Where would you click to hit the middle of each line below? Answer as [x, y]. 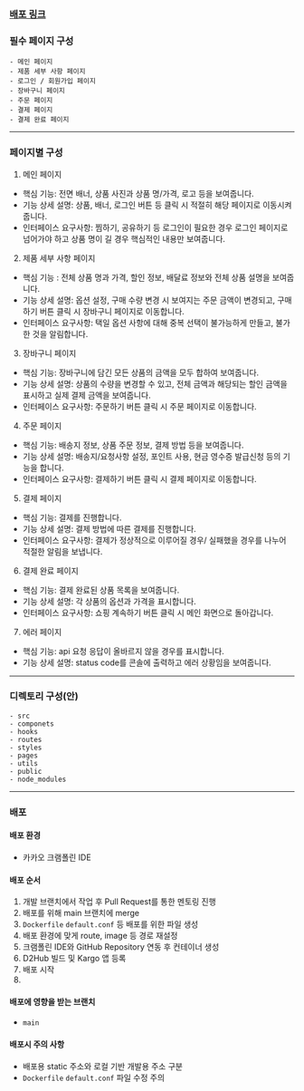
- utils [24, 763]
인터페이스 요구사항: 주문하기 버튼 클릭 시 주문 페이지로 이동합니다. [139, 406]
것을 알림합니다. [60, 333]
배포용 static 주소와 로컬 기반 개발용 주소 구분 [103, 1066]
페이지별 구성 [36, 153]
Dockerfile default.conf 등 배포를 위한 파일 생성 [110, 924]
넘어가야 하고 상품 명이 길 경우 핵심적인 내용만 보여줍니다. [124, 238]
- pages [24, 755]
